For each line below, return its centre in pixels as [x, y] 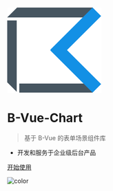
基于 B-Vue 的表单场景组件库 [65, 137]
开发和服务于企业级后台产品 [56, 153]
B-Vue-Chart [45, 118]
